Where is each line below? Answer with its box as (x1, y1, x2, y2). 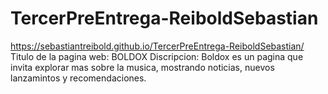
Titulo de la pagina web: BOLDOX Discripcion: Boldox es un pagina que (10, 50, 304, 62)
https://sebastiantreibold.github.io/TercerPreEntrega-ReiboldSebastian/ (10, 40, 305, 52)
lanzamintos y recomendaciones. (10, 72, 147, 84)
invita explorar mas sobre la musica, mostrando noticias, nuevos (10, 61, 275, 73)
